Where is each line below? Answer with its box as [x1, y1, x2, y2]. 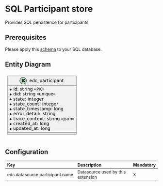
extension [77, 174, 97, 180]
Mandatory [133, 162, 156, 168]
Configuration [5, 148, 49, 156]
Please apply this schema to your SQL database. [5, 46, 102, 52]
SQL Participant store [5, 3, 93, 15]
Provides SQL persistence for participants [5, 19, 89, 25]
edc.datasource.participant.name [7, 171, 74, 177]
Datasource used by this [77, 169, 126, 175]
